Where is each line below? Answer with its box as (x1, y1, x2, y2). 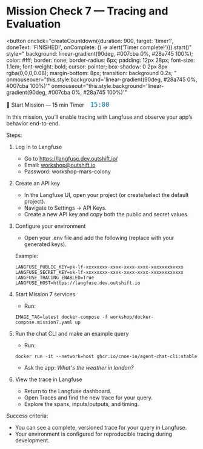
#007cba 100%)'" (6, 82, 50, 89)
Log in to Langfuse (15, 143, 62, 150)
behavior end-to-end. (6, 119, 61, 127)
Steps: (6, 131, 22, 139)
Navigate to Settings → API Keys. (24, 204, 107, 211)
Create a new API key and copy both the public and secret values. (24, 210, 189, 218)
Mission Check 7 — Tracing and (6, 4, 168, 18)
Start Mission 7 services (15, 290, 76, 298)
